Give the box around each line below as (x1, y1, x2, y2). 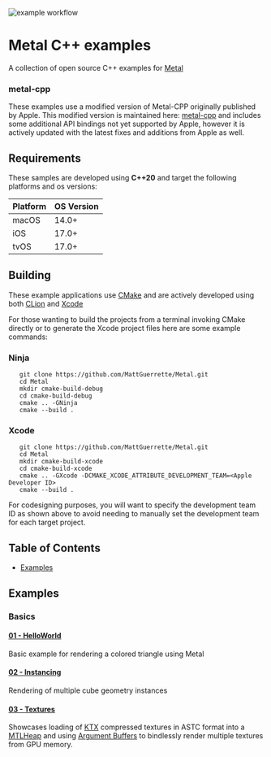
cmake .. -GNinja (19, 399, 79, 407)
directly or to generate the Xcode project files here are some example (8, 323, 241, 333)
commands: (8, 332, 49, 342)
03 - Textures (8, 704, 55, 714)
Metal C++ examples (8, 37, 152, 54)
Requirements (8, 151, 81, 165)
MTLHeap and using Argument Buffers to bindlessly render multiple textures (8, 731, 264, 741)
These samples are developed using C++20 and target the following (8, 173, 237, 183)
